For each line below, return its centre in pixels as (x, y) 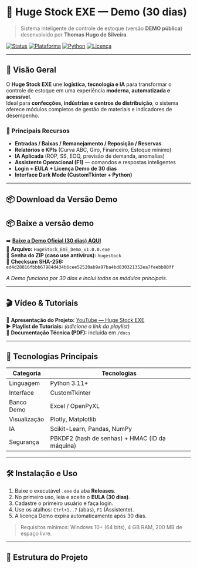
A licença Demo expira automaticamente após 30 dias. (81, 516)
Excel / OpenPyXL (75, 406)
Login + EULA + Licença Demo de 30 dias (66, 169)
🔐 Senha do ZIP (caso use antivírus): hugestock (64, 255)
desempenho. (23, 115)
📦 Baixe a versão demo (50, 223)
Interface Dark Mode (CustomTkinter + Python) (73, 175)
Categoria (27, 373)
